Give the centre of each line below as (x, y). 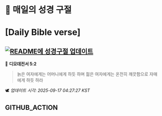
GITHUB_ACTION (32, 108)
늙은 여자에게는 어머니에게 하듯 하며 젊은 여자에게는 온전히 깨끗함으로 (82, 74)
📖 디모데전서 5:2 (21, 64)
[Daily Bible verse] (43, 32)
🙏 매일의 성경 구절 (38, 10)
